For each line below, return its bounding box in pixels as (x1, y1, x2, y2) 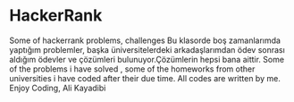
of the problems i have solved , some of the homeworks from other (9, 64, 256, 74)
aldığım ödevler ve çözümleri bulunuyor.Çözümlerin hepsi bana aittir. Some (9, 54, 284, 64)
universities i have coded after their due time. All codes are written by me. (9, 72, 281, 83)
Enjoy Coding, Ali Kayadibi (9, 82, 106, 93)
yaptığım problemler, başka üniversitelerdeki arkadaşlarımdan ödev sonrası (9, 44, 286, 55)
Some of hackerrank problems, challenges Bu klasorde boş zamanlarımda (9, 35, 281, 46)
